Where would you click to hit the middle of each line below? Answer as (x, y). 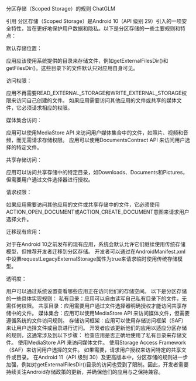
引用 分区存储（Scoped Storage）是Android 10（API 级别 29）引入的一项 (94, 21)
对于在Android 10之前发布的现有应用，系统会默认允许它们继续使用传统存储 (96, 244)
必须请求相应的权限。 (47, 108)
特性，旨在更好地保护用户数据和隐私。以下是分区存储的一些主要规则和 (95, 28)
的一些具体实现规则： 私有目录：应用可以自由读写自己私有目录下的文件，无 (97, 299)
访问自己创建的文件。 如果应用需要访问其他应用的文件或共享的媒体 (96, 100)
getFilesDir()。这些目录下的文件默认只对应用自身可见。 (72, 68)
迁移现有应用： (24, 232)
